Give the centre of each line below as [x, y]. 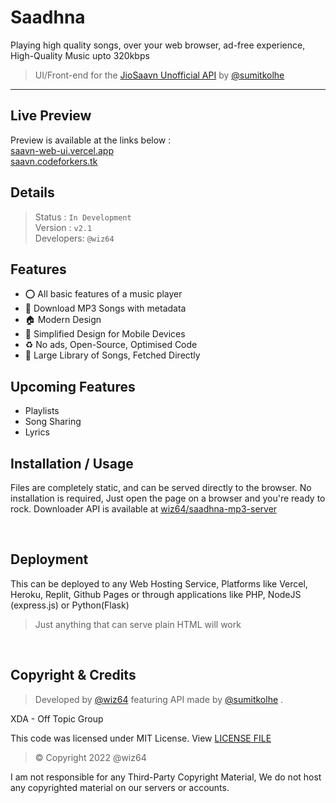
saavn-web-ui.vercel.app [62, 150]
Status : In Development [83, 217]
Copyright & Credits [73, 675]
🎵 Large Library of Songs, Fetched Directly [112, 355]
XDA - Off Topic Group [57, 718]
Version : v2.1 [63, 227]
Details [32, 192]
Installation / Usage [72, 463]
